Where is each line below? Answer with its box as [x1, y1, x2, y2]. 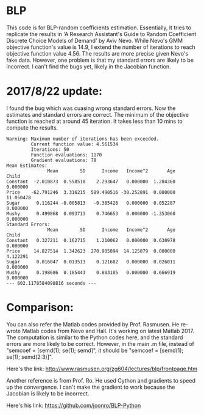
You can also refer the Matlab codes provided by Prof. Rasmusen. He [6, 320, 180, 328]
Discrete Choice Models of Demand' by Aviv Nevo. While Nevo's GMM [6, 37, 183, 44]
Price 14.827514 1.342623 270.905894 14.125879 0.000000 [6, 248, 175, 254]
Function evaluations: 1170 [30, 152, 102, 158]
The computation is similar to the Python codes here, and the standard [6, 334, 183, 341]
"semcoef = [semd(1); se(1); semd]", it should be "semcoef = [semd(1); [6, 347, 184, 354]
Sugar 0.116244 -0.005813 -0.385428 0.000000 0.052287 [6, 200, 175, 206]
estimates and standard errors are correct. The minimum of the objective [6, 111, 189, 118]
